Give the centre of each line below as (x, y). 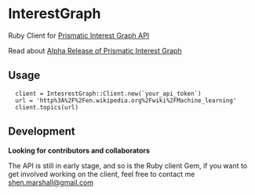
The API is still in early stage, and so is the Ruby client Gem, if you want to (128, 165)
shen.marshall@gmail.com (51, 182)
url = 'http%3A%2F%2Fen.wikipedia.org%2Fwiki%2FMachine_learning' (126, 100)
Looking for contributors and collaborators (79, 150)
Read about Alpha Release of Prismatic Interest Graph (95, 50)
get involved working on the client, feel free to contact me (102, 174)
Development (42, 132)
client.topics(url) (47, 107)
